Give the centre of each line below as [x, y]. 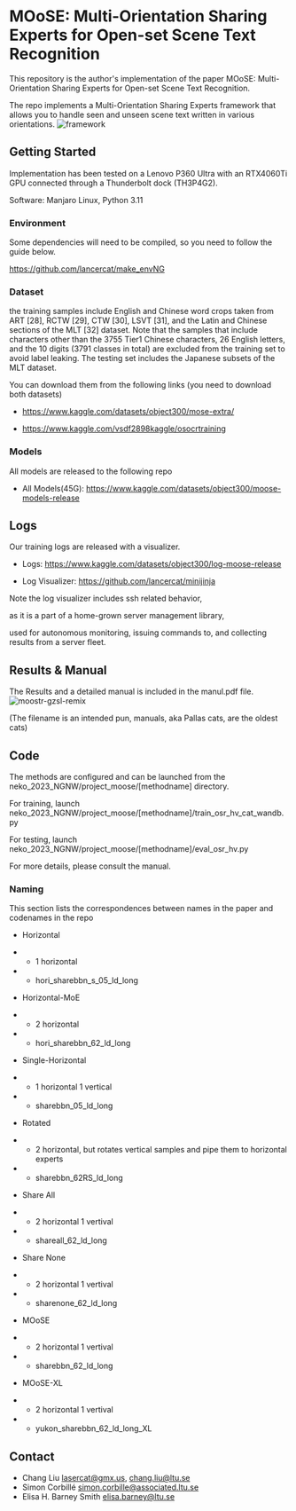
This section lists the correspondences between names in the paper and [141, 909]
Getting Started [53, 152]
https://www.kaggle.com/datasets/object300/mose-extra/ [128, 412]
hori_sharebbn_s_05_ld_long [87, 980]
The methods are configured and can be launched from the [117, 777]
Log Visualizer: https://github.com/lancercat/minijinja [118, 581]
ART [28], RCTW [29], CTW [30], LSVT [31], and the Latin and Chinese [138, 320]
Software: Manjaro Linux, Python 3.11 [76, 200]
